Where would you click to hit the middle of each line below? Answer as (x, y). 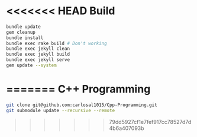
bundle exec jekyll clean (38, 49)
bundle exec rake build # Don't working (57, 43)
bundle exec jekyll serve (38, 60)
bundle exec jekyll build (38, 55)
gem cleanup (21, 32)
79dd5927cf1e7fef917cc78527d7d (150, 122)
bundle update (24, 27)
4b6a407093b (127, 128)
